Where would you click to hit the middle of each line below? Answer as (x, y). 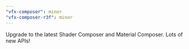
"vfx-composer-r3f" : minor (39, 17)
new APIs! (18, 41)
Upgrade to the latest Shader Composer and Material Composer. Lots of (94, 34)
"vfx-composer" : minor (34, 12)
